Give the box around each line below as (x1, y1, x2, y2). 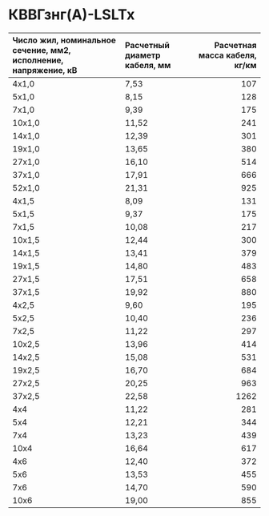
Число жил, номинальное (12, 34, 116, 46)
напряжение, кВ (12, 64, 78, 75)
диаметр (125, 50, 161, 61)
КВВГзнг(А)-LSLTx (8, 6, 135, 24)
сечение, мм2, (12, 44, 71, 55)
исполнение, (12, 54, 64, 66)
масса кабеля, (199, 50, 257, 61)
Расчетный (125, 39, 170, 50)
